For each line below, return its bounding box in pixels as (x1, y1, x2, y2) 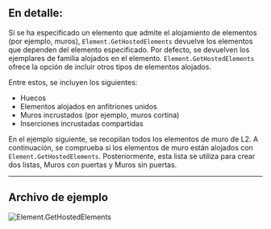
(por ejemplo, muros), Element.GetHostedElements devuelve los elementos (8, 36, 253, 46)
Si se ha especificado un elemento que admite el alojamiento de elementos (8, 27, 257, 37)
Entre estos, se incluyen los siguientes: (8, 77, 138, 87)
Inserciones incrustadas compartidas (19, 118, 144, 128)
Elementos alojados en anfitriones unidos (19, 101, 157, 111)
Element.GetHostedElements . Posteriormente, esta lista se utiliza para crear (8, 151, 256, 161)
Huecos (19, 92, 47, 103)
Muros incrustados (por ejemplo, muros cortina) (19, 110, 180, 120)
